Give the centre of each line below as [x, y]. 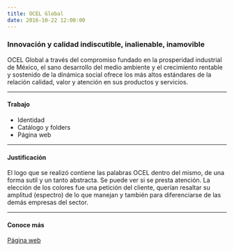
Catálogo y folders [44, 127]
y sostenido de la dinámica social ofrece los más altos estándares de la [109, 75]
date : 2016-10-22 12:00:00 [46, 20]
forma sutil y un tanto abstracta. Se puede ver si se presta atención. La [109, 180]
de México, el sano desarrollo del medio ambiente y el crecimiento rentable [115, 67]
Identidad [31, 120]
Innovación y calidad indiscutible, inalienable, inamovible [106, 45]
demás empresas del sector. [48, 202]
